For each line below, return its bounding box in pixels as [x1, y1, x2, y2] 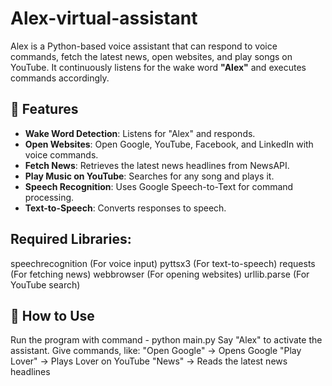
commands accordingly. [10, 72, 110, 84]
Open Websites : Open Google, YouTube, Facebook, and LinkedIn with [24, 138, 314, 150]
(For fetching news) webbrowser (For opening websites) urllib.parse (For [10, 268, 310, 280]
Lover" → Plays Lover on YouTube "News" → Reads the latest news [10, 355, 288, 367]
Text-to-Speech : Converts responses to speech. [24, 202, 227, 214]
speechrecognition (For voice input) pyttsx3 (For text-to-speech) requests [10, 257, 316, 269]
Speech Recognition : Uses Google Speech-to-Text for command [24, 180, 294, 192]
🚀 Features [10, 101, 79, 118]
